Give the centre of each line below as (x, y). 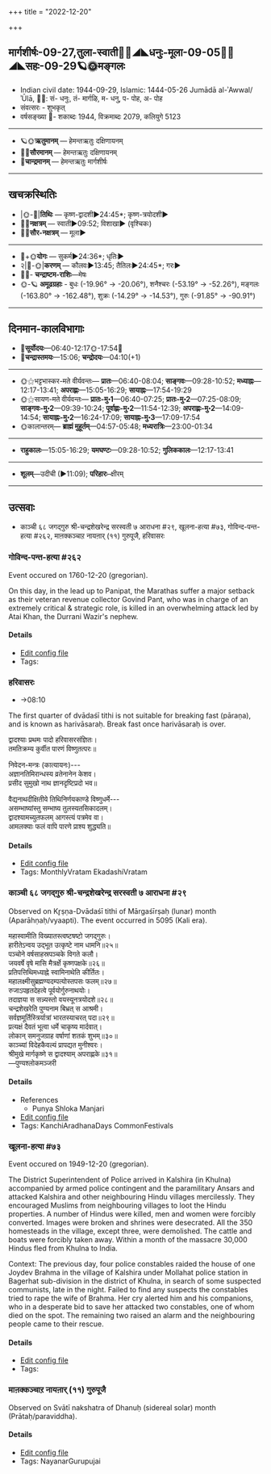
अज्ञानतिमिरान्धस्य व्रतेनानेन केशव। (52, 774)
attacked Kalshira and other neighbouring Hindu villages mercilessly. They (132, 1197)
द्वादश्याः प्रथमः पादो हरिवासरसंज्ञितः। (53, 740)
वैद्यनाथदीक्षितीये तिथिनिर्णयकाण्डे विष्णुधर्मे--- (64, 799)
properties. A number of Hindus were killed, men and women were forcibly (132, 1214)
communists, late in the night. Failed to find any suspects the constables (128, 1290)
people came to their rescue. (56, 1324)
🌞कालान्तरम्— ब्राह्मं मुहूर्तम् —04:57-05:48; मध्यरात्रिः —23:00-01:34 (117, 426)
